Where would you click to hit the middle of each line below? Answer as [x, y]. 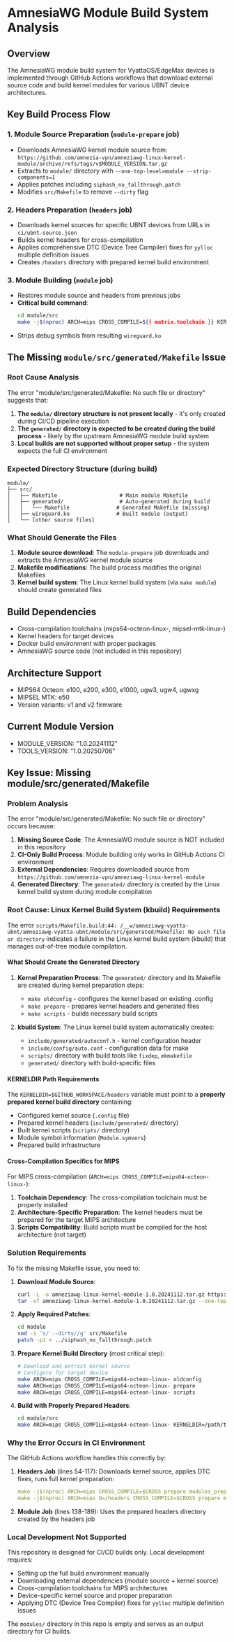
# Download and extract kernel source [73, 1367]
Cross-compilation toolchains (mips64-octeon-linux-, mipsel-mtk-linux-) [122, 629]
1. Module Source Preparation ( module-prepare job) [93, 134]
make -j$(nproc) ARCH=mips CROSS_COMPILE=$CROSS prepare [102, 1492]
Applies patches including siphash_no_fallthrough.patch [99, 184]
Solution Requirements [47, 1253]
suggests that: [28, 400]
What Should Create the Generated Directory [74, 962]
